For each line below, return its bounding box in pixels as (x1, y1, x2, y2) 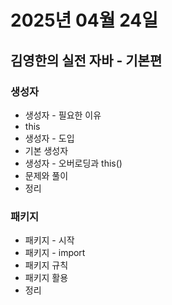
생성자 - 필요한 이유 (24, 109, 102, 121)
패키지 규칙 (24, 259, 69, 271)
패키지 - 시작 (24, 234, 75, 246)
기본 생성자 (24, 144, 69, 156)
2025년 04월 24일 (10, 9, 159, 32)
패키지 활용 (24, 272, 69, 284)
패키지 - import (24, 247, 86, 259)
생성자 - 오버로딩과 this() (24, 157, 123, 169)
